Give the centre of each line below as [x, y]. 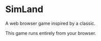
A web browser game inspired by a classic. [50, 23]
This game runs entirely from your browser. [51, 33]
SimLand [24, 9]
